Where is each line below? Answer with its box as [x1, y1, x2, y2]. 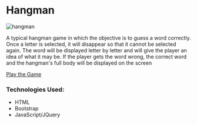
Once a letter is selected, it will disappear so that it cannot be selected [6, 41, 176, 48]
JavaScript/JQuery [14, 111, 61, 118]
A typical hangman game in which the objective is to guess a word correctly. [6, 34, 191, 41]
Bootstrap [14, 105, 39, 112]
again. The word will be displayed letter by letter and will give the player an [6, 46, 187, 53]
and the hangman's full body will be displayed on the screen [6, 59, 152, 66]
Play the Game [6, 71, 42, 78]
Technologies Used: [6, 85, 65, 93]
